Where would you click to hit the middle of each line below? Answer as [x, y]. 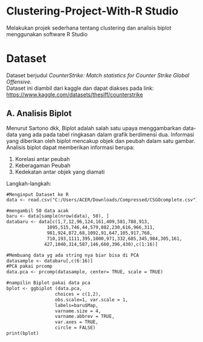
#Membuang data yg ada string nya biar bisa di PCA [72, 255]
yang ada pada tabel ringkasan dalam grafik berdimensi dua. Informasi [106, 135]
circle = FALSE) [75, 328]
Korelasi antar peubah [42, 159]
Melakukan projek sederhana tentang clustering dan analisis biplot [89, 28]
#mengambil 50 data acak [37, 211]
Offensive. [19, 81]
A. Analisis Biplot [39, 114]
